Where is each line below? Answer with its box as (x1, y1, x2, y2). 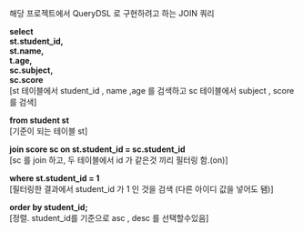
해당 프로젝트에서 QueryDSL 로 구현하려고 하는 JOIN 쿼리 (9, 8, 215, 18)
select (9, 26, 34, 36)
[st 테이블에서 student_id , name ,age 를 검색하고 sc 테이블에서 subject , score (9, 86, 295, 96)
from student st (9, 115, 70, 126)
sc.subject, (9, 65, 54, 76)
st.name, (9, 45, 45, 56)
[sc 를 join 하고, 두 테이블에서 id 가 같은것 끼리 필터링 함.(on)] (9, 155, 228, 166)
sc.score (9, 75, 44, 85)
